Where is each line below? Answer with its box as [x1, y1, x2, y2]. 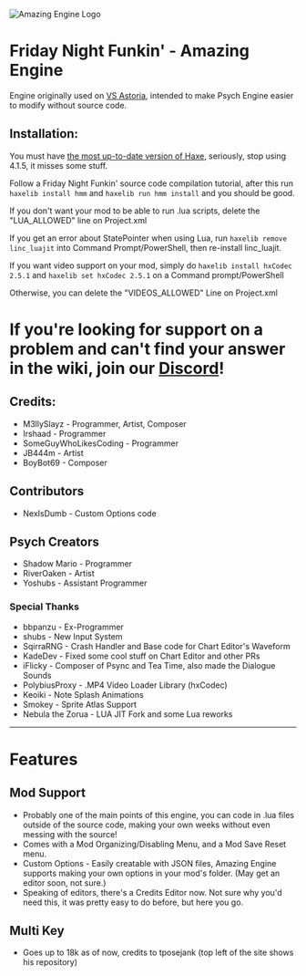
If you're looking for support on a [9, 319, 264, 339]
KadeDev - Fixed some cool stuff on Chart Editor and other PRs [22, 650, 260, 661]
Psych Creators [9, 534, 100, 549]
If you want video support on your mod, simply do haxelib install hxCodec [9, 260, 293, 271]
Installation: [9, 126, 79, 141]
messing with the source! [22, 828, 118, 839]
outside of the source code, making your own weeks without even [22, 819, 270, 830]
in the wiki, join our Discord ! [9, 358, 225, 379]
